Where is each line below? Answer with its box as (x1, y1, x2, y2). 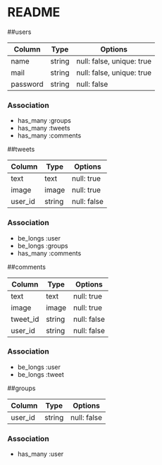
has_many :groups (17, 116, 72, 125)
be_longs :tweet (17, 370, 65, 378)
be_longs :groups (17, 241, 68, 250)
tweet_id (11, 314, 39, 324)
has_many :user (17, 449, 64, 459)
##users (7, 28, 32, 36)
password (11, 79, 44, 89)
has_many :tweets (17, 124, 70, 133)
